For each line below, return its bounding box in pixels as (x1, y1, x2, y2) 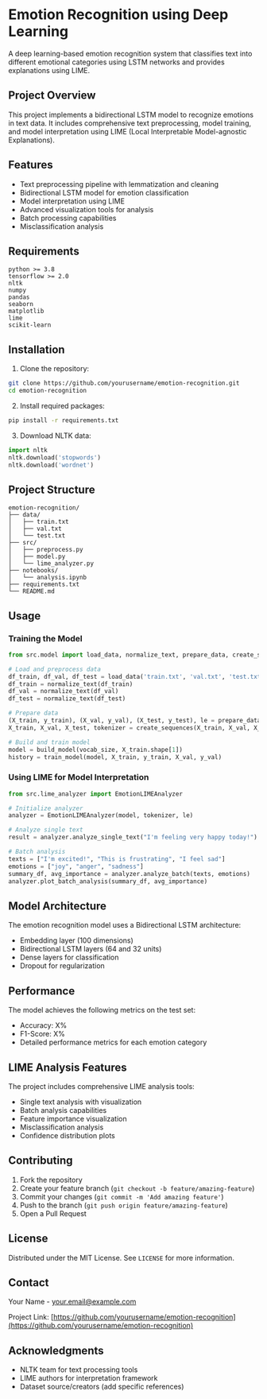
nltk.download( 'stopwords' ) (8, 453, 102, 462)
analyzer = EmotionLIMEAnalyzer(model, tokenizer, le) (8, 812, 194, 820)
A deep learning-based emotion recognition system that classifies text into (8, 48, 253, 58)
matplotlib (8, 308, 44, 316)
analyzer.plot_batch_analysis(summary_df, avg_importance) (8, 877, 208, 886)
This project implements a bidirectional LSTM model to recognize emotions (8, 110, 254, 119)
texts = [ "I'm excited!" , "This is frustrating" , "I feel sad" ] (8, 855, 226, 863)
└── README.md (8, 587, 56, 595)
